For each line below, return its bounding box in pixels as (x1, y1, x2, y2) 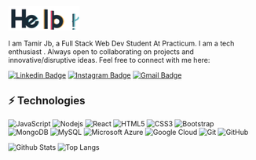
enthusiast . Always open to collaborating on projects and (8, 47, 195, 56)
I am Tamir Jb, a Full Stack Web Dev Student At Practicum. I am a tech (8, 38, 235, 48)
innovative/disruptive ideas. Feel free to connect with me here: (8, 56, 210, 64)
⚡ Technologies (8, 94, 86, 107)
